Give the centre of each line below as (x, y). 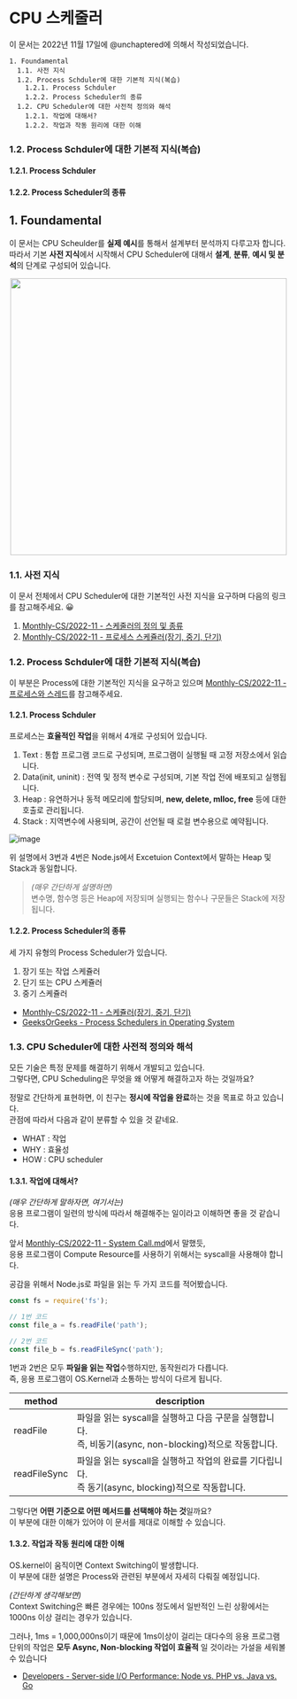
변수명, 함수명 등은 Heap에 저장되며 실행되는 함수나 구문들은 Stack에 (150, 898)
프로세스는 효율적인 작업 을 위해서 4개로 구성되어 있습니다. (108, 735)
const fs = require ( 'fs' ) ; (59, 1301)
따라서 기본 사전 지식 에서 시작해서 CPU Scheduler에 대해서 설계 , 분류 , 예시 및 (142, 254)
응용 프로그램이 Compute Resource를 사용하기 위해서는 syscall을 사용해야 (138, 1254)
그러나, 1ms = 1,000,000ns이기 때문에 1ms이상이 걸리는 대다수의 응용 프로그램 (145, 1636)
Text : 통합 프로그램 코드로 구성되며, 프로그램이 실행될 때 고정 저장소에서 (146, 755)
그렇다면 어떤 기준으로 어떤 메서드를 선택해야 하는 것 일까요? (110, 1510)
